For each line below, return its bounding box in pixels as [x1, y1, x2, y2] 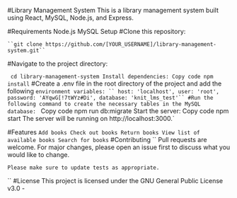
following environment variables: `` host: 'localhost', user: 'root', [7, 87, 219, 95]
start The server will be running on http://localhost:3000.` [7, 115, 175, 122]
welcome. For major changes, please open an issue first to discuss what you [7, 143, 231, 151]
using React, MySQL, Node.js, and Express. [7, 13, 134, 22]
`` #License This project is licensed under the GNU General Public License [7, 177, 224, 185]
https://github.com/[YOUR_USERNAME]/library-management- [45, 41, 217, 48]
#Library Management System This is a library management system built [7, 6, 219, 14]
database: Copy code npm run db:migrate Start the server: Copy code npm [7, 107, 229, 115]
